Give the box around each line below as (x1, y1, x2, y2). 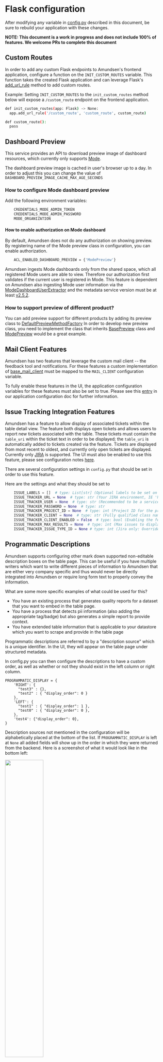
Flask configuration (5, 3, 85, 15)
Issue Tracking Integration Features (5, 407, 115, 416)
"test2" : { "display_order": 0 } (17, 691, 88, 696)
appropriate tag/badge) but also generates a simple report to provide (12, 613, 150, 619)
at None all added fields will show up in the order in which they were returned (5, 740, 158, 745)
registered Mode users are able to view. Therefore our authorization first (5, 272, 149, 278)
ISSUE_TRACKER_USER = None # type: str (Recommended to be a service (14, 499, 160, 504)
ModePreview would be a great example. (5, 331, 87, 337)
